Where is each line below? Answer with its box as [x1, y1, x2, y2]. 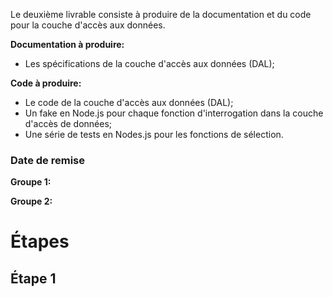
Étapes [10, 230, 70, 253]
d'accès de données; [24, 118, 113, 129]
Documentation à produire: [10, 39, 125, 50]
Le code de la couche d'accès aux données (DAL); [24, 97, 234, 108]
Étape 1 [10, 270, 57, 287]
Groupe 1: [10, 176, 52, 188]
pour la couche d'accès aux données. [10, 19, 166, 31]
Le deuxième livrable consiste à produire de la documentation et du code [10, 9, 312, 20]
